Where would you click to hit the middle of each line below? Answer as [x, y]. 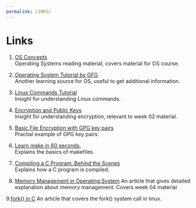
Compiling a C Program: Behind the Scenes [67, 163]
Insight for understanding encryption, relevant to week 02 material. [96, 116]
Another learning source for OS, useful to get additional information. [97, 81]
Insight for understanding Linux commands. [68, 98]
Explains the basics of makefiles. [55, 151]
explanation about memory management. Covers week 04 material [96, 187]
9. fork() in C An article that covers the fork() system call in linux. [84, 199]
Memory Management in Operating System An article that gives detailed [102, 181]
